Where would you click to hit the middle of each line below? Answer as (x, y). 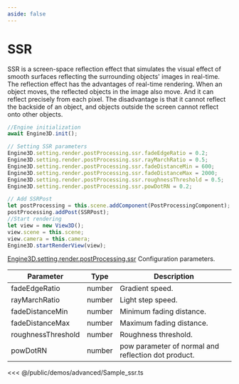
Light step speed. (149, 300)
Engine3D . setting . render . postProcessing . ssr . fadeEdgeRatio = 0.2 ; (108, 154)
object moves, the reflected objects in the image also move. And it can (111, 91)
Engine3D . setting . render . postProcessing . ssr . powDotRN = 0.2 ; (100, 186)
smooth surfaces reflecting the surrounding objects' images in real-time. (114, 76)
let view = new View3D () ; (46, 225)
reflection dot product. (157, 355)
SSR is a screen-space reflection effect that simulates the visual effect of (115, 69)
